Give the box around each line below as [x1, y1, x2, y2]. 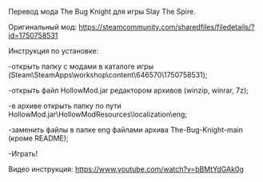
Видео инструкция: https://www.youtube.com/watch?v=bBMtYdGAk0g [8, 164, 244, 174]
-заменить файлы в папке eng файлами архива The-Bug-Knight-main [8, 125, 244, 134]
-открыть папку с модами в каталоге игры [8, 61, 154, 71]
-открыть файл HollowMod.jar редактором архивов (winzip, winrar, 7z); [8, 85, 249, 95]
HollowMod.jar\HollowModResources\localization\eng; [8, 109, 188, 119]
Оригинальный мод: [8, 22, 78, 31]
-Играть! [8, 149, 38, 158]
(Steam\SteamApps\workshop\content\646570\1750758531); [8, 70, 208, 79]
